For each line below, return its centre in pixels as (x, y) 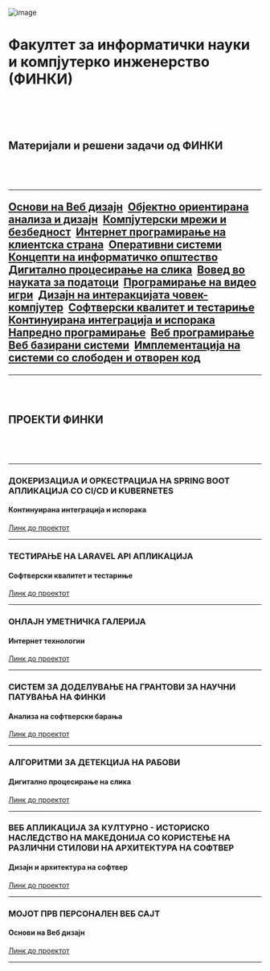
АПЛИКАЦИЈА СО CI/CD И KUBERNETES (91, 491)
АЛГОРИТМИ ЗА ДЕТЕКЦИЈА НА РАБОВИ (94, 763)
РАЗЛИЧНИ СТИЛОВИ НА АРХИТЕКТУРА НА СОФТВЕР (121, 848)
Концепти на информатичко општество (113, 257)
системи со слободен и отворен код (104, 358)
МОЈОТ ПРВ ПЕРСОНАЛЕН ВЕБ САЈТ (84, 913)
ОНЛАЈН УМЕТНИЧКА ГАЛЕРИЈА (77, 622)
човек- (190, 295)
